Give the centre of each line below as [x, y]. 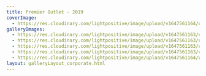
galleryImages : [26, 29]
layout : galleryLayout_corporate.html [56, 63]
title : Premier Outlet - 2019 [45, 12]
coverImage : [21, 18]
